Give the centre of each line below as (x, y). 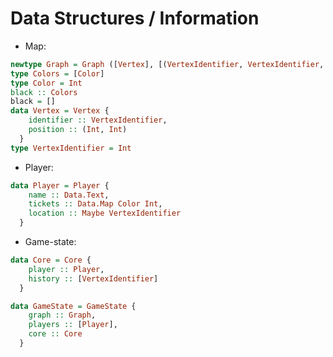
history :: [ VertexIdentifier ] (93, 278)
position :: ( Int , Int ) (78, 130)
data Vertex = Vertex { (60, 111)
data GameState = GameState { (73, 306)
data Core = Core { (51, 260)
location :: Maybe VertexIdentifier (105, 213)
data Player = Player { (60, 185)
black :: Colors (44, 92)
